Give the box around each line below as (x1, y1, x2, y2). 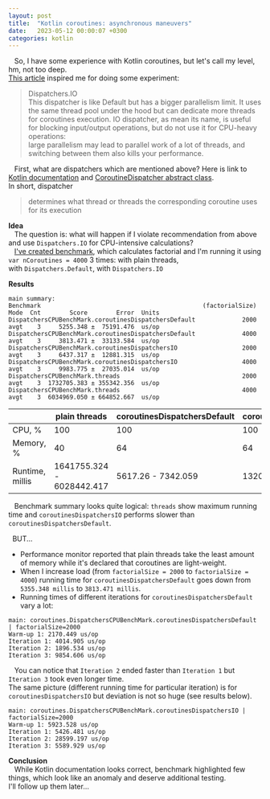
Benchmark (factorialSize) (8, 302, 257, 310)
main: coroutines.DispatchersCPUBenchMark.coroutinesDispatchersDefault (8, 617, 257, 625)
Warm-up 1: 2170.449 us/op (8, 630, 99, 639)
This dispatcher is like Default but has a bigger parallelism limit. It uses (27, 97, 262, 107)
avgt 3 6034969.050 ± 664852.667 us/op (8, 393, 160, 402)
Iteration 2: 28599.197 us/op (8, 735, 110, 744)
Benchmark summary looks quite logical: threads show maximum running (14, 502, 257, 511)
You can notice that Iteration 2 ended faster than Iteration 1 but (14, 666, 235, 675)
